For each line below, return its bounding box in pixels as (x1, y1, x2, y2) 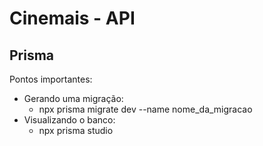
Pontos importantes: (9, 73, 93, 85)
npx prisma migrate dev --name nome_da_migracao (38, 103, 253, 115)
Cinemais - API (9, 7, 136, 30)
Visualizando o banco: (23, 114, 116, 126)
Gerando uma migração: (23, 93, 124, 104)
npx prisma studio (38, 125, 114, 136)
